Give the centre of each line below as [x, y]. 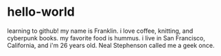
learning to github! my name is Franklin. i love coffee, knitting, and [100, 31]
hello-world [41, 12]
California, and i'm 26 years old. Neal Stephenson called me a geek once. [111, 45]
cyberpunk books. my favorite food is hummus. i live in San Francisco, [106, 38]
